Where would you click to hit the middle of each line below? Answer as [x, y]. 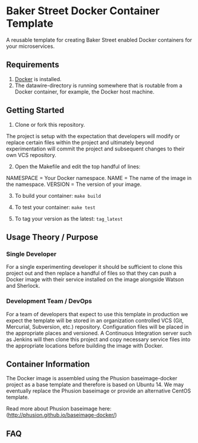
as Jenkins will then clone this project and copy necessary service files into [98, 339]
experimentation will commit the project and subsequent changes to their [95, 149]
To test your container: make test [55, 207]
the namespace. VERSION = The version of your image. [74, 184]
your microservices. [31, 46]
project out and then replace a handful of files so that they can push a [91, 273]
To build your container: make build [58, 195]
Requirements [33, 65]
